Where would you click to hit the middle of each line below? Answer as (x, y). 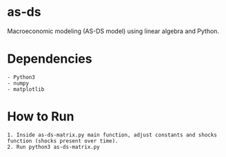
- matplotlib (26, 89)
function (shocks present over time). (63, 141)
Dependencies (50, 59)
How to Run (41, 117)
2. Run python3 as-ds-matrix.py (53, 147)
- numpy (18, 83)
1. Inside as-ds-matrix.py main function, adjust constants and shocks (112, 135)
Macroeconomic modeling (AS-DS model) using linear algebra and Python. (113, 31)
